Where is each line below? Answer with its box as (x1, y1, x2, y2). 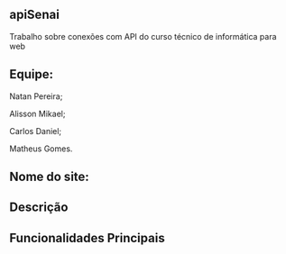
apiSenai (9, 7, 60, 23)
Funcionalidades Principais (9, 230, 165, 246)
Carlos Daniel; (9, 125, 62, 136)
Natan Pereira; (9, 90, 63, 102)
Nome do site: (9, 169, 90, 185)
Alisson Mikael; (9, 108, 66, 119)
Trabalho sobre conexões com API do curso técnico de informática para (9, 31, 277, 41)
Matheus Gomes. (9, 143, 73, 154)
